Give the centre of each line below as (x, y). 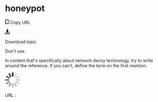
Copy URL (20, 22)
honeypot (25, 8)
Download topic (21, 42)
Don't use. (15, 51)
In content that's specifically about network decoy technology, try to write (79, 60)
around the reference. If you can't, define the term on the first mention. (76, 65)
